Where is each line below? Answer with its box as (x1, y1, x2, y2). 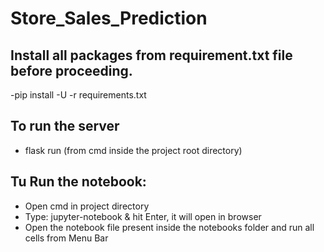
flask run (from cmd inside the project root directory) (24, 144, 243, 156)
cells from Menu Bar (24, 232, 109, 244)
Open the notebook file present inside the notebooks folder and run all (24, 221, 315, 233)
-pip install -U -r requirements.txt (10, 89, 147, 101)
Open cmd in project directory (24, 200, 150, 212)
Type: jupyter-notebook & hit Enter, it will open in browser (24, 210, 262, 222)
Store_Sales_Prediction (10, 7, 208, 30)
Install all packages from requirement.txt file (10, 47, 293, 64)
